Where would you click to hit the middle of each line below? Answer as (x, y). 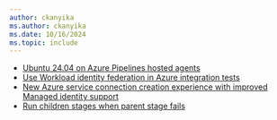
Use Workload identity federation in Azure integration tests (131, 78)
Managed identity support (70, 97)
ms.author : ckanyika (48, 26)
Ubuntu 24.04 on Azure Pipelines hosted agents (111, 68)
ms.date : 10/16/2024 (48, 34)
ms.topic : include (44, 43)
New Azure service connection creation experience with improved (145, 87)
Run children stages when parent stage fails (104, 106)
